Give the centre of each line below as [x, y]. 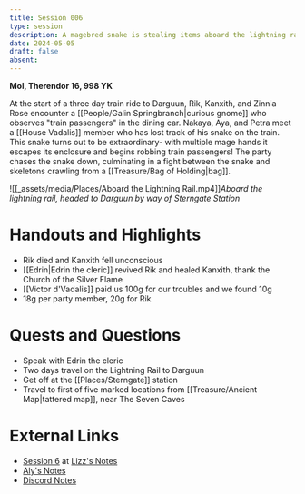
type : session [36, 26]
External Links [64, 436]
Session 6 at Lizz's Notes [70, 460]
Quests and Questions [95, 336]
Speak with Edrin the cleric [73, 361]
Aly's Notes [44, 470]
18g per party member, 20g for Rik [87, 298]
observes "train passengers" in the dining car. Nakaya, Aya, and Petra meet [151, 123]
